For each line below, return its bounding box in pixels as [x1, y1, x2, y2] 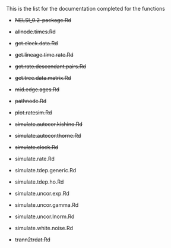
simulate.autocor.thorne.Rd [14, 132, 81, 139]
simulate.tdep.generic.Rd [14, 167, 77, 173]
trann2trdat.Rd [14, 236, 50, 243]
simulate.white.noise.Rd [14, 225, 73, 231]
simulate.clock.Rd [14, 144, 58, 151]
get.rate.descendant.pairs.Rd [14, 63, 86, 70]
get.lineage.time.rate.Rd [14, 51, 74, 58]
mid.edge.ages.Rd [14, 86, 59, 93]
